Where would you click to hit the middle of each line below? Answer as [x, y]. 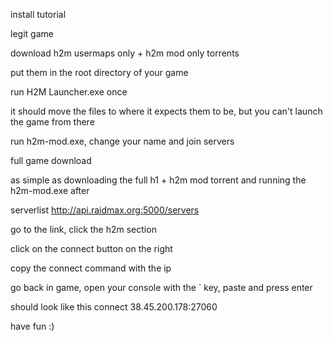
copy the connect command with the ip [91, 268]
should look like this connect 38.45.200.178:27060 [114, 307]
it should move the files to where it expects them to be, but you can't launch [166, 111]
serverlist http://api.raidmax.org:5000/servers [105, 210]
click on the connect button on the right [91, 248]
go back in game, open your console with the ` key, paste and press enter [161, 287]
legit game [32, 33]
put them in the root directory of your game [99, 72]
